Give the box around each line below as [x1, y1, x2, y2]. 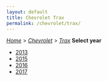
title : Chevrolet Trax [6, 15, 64, 21]
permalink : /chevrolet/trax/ [6, 20, 81, 26]
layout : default [6, 9, 48, 15]
